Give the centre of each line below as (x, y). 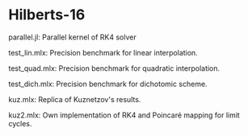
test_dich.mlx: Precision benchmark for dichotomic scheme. (108, 84)
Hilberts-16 (47, 15)
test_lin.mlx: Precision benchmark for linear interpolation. (103, 52)
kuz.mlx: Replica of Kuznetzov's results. (75, 99)
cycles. (20, 123)
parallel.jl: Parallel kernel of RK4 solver (72, 37)
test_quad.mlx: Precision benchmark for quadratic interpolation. (114, 68)
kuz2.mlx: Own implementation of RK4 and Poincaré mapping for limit (124, 115)
